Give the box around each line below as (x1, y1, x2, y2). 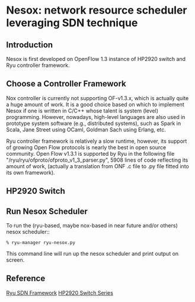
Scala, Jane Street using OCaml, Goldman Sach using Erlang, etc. (6, 126, 166, 133)
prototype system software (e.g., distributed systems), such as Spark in (6, 120, 181, 127)
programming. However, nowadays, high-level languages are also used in (6, 113, 186, 120)
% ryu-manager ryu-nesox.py (6, 240, 76, 246)
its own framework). (6, 169, 55, 176)
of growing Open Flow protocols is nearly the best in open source (6, 143, 167, 151)
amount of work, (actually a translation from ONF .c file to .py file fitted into (6, 162, 190, 169)
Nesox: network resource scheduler (6, 4, 187, 17)
